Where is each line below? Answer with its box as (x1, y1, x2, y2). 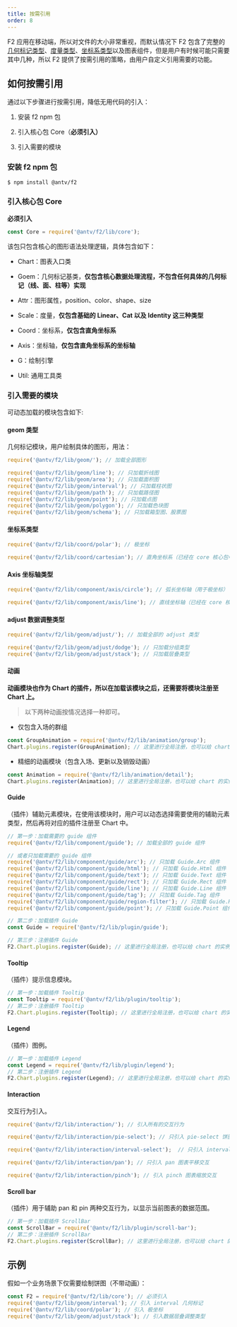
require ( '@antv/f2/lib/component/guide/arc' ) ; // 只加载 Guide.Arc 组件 (7, 859, 220, 866)
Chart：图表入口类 (17, 257, 72, 265)
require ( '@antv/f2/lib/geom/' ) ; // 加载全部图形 (7, 457, 147, 464)
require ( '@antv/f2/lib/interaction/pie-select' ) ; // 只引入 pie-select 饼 (7, 1133, 228, 1141)
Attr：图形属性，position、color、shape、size (17, 296, 152, 304)
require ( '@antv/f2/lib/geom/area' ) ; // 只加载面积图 (7, 475, 159, 483)
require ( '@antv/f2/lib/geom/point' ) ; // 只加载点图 (7, 496, 157, 503)
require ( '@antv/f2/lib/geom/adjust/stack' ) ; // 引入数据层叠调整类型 (7, 1313, 206, 1320)
